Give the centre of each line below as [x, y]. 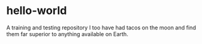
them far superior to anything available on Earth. [68, 34]
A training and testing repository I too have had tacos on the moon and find [101, 28]
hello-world [37, 11]
